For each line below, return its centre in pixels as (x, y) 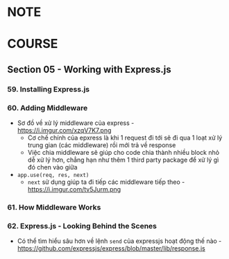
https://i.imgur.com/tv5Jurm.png (74, 189)
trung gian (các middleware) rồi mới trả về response (102, 145)
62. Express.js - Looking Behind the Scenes (82, 226)
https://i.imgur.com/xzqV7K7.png (64, 130)
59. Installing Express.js (49, 89)
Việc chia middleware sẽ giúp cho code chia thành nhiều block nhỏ (124, 152)
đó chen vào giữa (52, 167)
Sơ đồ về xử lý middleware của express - (76, 123)
